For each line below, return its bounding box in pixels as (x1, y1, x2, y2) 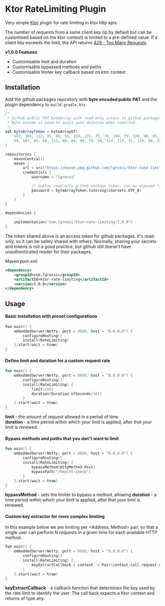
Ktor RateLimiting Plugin (5, 3, 107, 15)
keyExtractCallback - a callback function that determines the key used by (5, 585, 156, 591)
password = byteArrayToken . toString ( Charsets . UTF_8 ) (31, 188, 141, 193)
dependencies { (5, 211, 36, 215)
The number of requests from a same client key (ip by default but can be (5, 29, 152, 35)
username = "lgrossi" (31, 175, 76, 180)
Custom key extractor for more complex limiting (5, 513, 105, 519)
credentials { (23, 170, 52, 175)
